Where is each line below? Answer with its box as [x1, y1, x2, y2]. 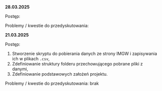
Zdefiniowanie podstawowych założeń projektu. [12, 71, 108, 77]
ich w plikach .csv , [12, 56, 50, 62]
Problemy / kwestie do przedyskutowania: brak [5, 80, 99, 86]
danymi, [12, 66, 28, 72]
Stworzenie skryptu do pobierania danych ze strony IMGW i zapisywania [12, 51, 158, 56]
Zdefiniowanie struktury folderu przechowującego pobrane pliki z [12, 61, 143, 66]
